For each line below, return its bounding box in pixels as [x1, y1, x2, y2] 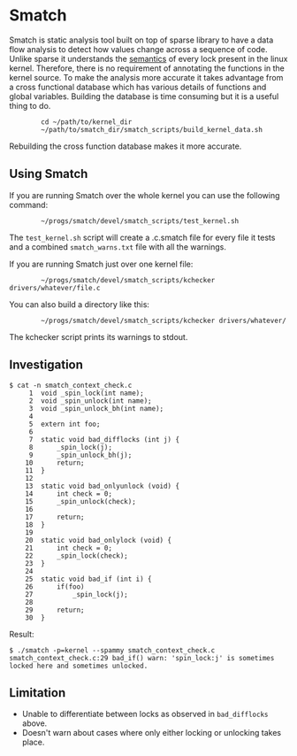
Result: [9, 629, 34, 639]
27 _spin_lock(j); [25, 590, 128, 598]
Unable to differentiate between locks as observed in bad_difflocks [21, 709, 269, 720]
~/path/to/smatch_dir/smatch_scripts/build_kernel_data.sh [41, 125, 263, 134]
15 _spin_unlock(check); [25, 497, 137, 505]
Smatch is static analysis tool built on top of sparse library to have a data [9, 35, 274, 45]
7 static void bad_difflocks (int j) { [28, 435, 179, 444]
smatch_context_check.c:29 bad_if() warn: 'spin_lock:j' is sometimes [9, 653, 275, 662]
